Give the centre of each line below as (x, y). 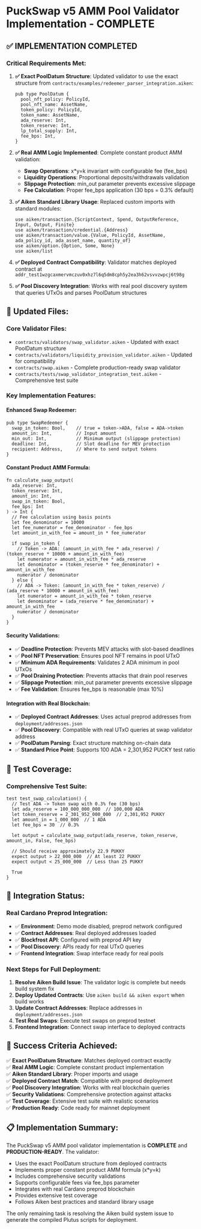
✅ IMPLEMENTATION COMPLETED (72, 46)
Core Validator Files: (37, 329)
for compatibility (35, 361)
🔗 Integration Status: (46, 896)
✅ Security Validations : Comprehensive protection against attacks (89, 1094)
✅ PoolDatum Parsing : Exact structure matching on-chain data (93, 743)
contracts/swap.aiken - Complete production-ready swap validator (98, 367)
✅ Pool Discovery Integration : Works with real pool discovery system (101, 286)
